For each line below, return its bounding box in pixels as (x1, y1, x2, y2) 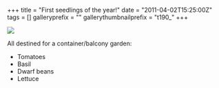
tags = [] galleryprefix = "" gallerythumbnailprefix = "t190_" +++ (7, 13, 188, 21)
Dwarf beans (17, 67, 54, 75)
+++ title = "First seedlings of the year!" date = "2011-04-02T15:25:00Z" (7, 6, 213, 14)
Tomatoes (17, 53, 46, 60)
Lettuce (17, 75, 39, 82)
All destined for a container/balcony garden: (7, 39, 132, 47)
